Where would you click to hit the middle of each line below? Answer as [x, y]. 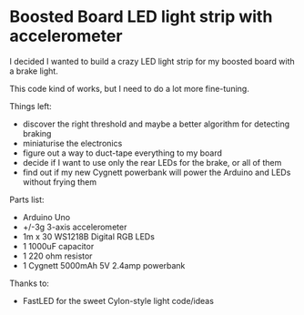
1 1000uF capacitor [58, 246]
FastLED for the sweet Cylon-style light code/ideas [118, 300]
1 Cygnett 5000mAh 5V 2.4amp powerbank [104, 265]
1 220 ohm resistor [57, 256]
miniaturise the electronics [72, 143]
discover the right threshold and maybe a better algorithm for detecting [156, 124]
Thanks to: [30, 283]
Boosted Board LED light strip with [141, 17]
